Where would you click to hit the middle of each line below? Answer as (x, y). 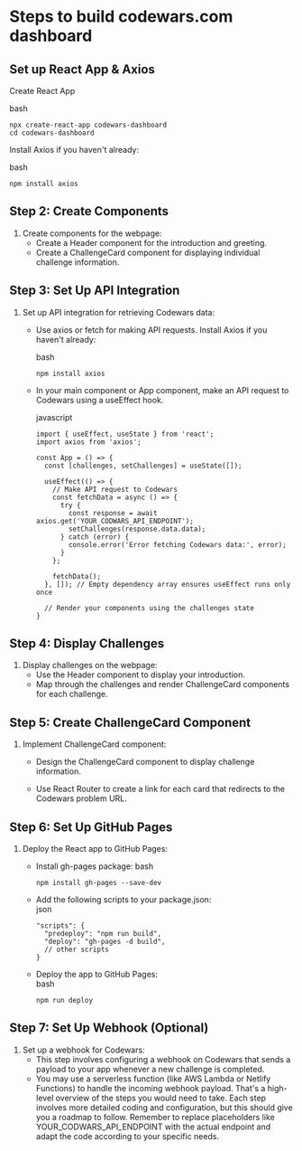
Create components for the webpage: (92, 233)
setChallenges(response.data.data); (137, 529)
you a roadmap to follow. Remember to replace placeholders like (155, 1117)
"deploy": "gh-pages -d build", (105, 942)
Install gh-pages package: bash (95, 866)
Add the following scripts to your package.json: (124, 900)
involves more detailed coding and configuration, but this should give (164, 1107)
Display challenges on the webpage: (90, 665)
